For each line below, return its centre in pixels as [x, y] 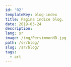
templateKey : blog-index [31, 15]
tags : [11, 52]
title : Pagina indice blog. [35, 19]
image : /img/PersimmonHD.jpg [36, 38]
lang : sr [14, 33]
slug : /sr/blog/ [22, 47]
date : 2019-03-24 [23, 24]
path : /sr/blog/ [22, 43]
